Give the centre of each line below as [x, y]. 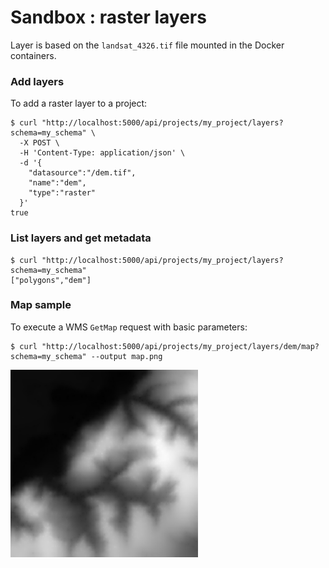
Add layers [37, 81]
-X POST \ [39, 143]
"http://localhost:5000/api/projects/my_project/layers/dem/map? [180, 346]
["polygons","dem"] [51, 280]
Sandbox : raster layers [108, 17]
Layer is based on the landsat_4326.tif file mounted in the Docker [147, 45]
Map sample [41, 305]
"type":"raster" [62, 193]
